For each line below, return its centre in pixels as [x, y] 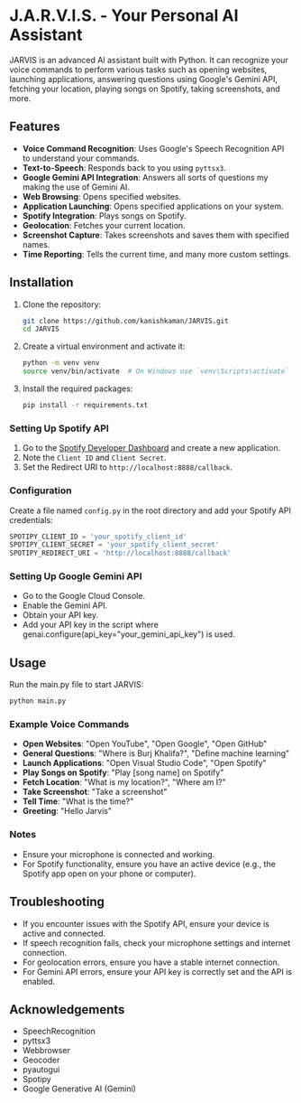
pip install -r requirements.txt [85, 406]
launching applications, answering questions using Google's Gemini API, [143, 79]
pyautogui [41, 1070]
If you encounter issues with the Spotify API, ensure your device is [146, 923]
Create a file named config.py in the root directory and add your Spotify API [150, 510]
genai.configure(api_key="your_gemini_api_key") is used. [129, 634]
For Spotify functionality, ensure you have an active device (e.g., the [149, 864]
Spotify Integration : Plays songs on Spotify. [104, 215]
